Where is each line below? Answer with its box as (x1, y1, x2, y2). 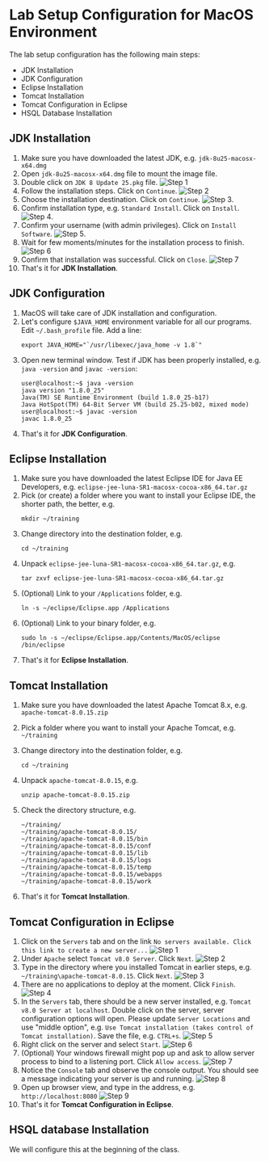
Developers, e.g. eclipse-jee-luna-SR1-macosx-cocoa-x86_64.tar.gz (20, 482, 248, 492)
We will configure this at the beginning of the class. (9, 1144, 180, 1154)
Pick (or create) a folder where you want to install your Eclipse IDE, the (20, 490, 256, 500)
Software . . (20, 229, 86, 238)
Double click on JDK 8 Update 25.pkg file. (20, 177, 158, 187)
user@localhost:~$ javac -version (20, 407, 137, 415)
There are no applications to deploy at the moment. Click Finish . (20, 979, 237, 989)
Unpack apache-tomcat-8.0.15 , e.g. (20, 776, 138, 785)
